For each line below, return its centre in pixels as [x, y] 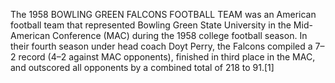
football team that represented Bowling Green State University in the [151, 25]
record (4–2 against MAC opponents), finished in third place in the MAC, [167, 57]
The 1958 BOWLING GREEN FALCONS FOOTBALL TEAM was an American [163, 14]
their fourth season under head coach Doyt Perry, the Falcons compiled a [161, 46]
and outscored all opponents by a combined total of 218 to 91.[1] [142, 67]
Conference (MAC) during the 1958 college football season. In [180, 35]
